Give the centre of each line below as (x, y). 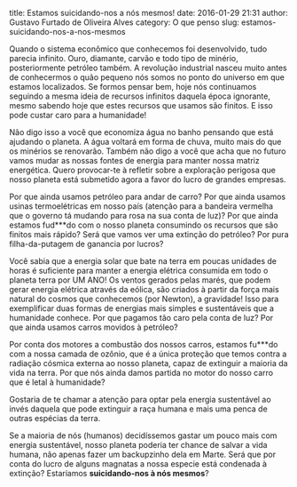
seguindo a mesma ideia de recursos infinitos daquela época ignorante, (140, 96)
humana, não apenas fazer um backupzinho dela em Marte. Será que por (143, 454)
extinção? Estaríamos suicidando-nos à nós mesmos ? (109, 473)
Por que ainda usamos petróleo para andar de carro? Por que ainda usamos (148, 196)
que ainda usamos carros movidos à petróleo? (94, 327)
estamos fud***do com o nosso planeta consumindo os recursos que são (144, 225)
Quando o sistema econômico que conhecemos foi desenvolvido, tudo (138, 49)
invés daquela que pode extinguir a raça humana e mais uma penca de (138, 409)
